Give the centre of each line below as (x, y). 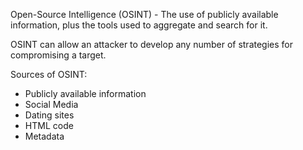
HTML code (49, 125)
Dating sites (49, 115)
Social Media (51, 104)
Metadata (44, 136)
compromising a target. (58, 55)
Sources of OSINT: (49, 74)
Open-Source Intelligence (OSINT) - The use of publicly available (144, 14)
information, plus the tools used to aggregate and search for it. (139, 25)
